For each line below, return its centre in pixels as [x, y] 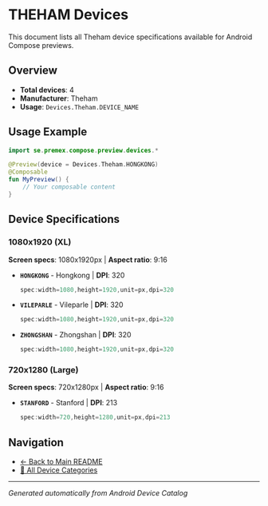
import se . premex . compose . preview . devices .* [83, 150]
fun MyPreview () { [39, 180]
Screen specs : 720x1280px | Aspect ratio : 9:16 [86, 387]
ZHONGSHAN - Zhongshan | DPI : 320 [75, 335]
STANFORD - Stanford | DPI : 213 [69, 403]
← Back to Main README [61, 462]
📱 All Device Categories [59, 470]
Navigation [36, 442]
